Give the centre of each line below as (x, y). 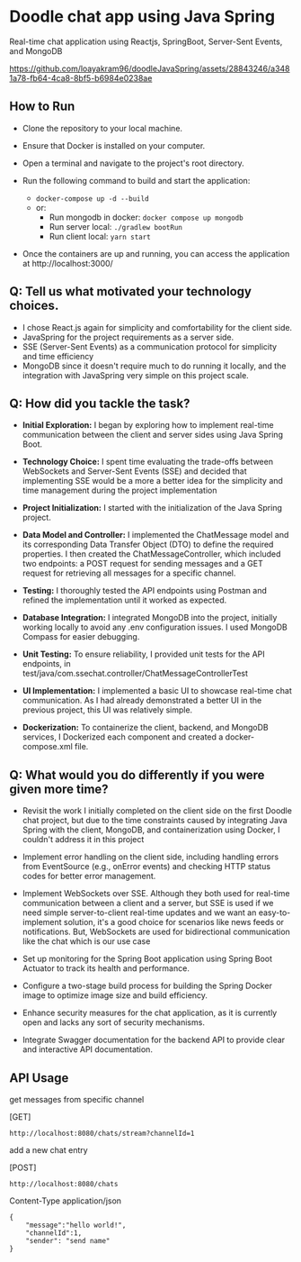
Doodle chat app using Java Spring (142, 17)
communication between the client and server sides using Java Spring (152, 435)
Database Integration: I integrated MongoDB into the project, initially (150, 618)
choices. (34, 306)
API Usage (39, 1078)
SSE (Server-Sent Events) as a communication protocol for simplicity (149, 346)
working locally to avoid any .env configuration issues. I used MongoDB (155, 627)
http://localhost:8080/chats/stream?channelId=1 (102, 1133)
